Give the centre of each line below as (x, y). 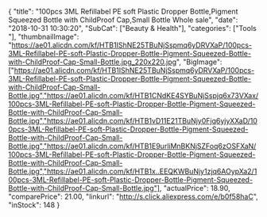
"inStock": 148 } (34, 205)
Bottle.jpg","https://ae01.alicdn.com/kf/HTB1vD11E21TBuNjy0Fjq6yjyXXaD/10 (133, 121)
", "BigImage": (199, 62)
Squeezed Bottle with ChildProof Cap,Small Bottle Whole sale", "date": (123, 20)
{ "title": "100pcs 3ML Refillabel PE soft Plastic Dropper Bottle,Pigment (123, 11)
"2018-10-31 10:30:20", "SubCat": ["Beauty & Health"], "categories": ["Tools (132, 28)
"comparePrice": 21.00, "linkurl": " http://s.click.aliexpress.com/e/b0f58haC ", (133, 196)
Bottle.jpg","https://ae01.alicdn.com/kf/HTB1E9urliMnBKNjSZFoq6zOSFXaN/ (132, 146)
